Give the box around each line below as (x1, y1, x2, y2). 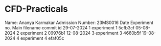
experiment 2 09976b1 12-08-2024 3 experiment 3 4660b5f (20, 30, 141, 36)
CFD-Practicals (4, 3, 68, 15)
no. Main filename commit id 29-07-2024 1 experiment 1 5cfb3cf (4, 24, 135, 30)
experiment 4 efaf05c (20, 35, 65, 41)
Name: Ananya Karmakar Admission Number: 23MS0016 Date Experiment (4, 20, 154, 25)
